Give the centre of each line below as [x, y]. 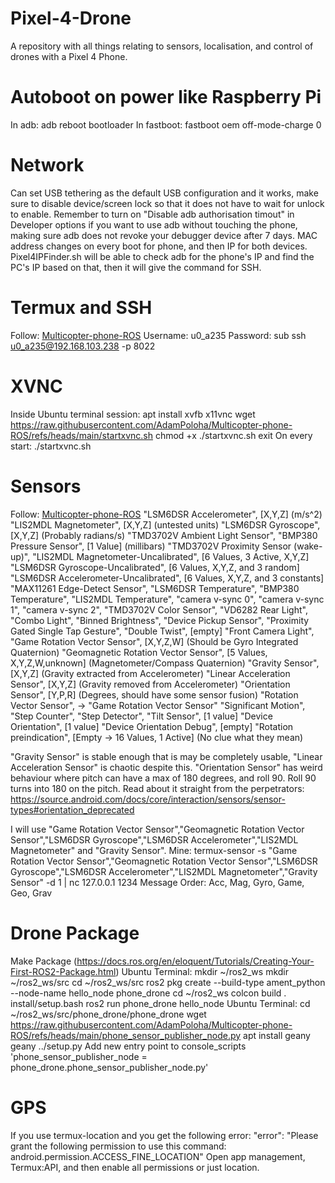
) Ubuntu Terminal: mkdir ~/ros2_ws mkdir [202, 971]
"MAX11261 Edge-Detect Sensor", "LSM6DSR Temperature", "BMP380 [155, 588]
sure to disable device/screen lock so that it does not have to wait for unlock [167, 203]
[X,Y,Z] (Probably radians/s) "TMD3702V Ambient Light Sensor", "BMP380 [164, 535]
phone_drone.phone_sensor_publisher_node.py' [109, 1067]
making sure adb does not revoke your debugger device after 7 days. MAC [164, 235]
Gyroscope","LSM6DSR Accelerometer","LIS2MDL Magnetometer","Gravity [164, 871]
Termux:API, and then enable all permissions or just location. [135, 1167]
